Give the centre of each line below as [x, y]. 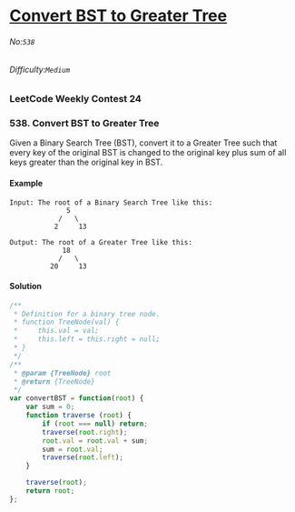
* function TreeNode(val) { [66, 322]
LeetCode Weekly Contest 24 [76, 99]
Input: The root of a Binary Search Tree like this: [111, 202]
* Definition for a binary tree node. [87, 314]
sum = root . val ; [73, 449]
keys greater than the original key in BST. [86, 162]
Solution [26, 286]
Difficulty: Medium [40, 70]
